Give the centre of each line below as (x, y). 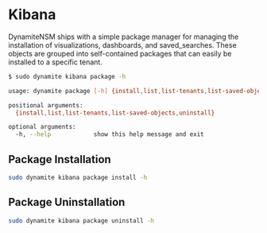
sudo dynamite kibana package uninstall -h (81, 220)
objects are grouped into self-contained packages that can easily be (120, 53)
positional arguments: (46, 105)
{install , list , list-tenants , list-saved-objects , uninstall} (115, 113)
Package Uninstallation (67, 202)
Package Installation (60, 159)
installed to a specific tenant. (56, 62)
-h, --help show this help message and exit (110, 134)
